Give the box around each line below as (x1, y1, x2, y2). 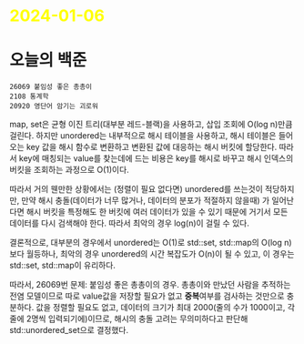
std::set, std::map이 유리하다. (9, 260, 117, 271)
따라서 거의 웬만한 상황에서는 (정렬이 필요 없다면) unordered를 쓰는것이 (9, 184, 264, 195)
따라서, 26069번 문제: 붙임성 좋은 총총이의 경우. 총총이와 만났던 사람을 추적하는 (9, 279, 291, 290)
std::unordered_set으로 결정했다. (9, 325, 129, 336)
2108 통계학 (9, 92, 49, 101)
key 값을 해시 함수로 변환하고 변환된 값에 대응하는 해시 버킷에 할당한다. (25, 142, 278, 153)
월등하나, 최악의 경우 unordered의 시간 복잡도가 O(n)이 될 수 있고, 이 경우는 (25, 248, 295, 259)
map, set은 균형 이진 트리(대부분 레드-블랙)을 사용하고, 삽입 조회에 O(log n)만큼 (9, 119, 293, 130)
